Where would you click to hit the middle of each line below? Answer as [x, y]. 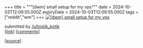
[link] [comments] [22, 31]
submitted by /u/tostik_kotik [32, 26]
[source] [13, 41]
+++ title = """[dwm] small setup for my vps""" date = [58, 7]
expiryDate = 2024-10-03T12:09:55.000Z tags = [90, 12]
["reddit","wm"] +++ [24, 17]
